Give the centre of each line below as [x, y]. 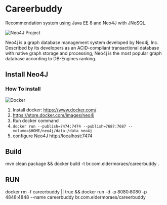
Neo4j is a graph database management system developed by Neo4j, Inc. [82, 42]
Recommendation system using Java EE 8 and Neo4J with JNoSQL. [76, 23]
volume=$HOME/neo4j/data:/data [46, 131]
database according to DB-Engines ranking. [51, 58]
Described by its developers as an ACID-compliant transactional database [82, 48]
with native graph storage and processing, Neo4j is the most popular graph [83, 53]
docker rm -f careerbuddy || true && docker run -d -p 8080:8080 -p [76, 192]
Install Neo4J [27, 75]
